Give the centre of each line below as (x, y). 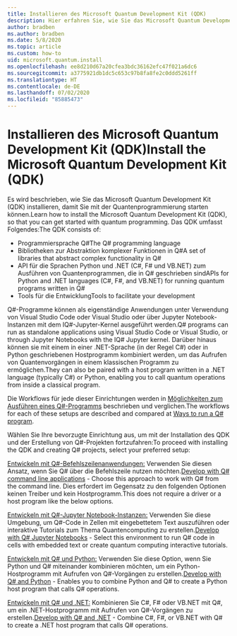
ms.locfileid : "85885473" (45, 100)
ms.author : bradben (36, 34)
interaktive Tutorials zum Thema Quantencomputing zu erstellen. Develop (113, 530)
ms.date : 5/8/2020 (34, 40)
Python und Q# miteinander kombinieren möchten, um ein (91, 566)
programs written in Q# (51, 288)
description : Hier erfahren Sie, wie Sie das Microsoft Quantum (104, 21)
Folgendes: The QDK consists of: (54, 229)
